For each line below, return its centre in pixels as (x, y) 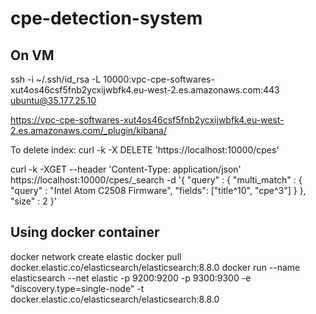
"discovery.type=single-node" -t (77, 288)
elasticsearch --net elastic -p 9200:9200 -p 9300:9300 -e (131, 278)
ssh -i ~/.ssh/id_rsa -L (56, 79)
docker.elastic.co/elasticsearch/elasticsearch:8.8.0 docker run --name (155, 267)
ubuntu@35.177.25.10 (53, 100)
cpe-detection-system (106, 18)
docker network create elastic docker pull (96, 256)
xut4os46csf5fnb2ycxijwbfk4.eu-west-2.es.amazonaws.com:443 (145, 90)
